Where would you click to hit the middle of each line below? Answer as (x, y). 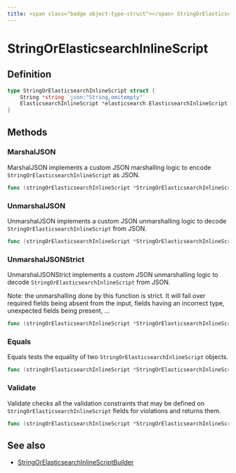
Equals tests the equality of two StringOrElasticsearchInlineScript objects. (118, 357)
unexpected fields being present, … (59, 311)
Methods (27, 132)
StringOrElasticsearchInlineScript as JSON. (74, 175)
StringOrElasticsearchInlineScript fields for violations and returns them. (114, 410)
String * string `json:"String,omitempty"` (83, 97)
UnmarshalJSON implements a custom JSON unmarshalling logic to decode (117, 221)
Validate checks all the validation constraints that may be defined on (106, 403)
